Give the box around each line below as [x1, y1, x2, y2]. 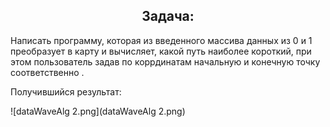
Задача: [141, 8, 195, 25]
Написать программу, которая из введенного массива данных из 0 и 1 [10, 34, 313, 46]
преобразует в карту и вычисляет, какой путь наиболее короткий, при [10, 45, 312, 57]
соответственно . [10, 66, 85, 78]
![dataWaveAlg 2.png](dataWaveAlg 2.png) [10, 105, 186, 117]
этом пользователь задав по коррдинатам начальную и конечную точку [10, 55, 321, 68]
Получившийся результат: [10, 85, 122, 98]
